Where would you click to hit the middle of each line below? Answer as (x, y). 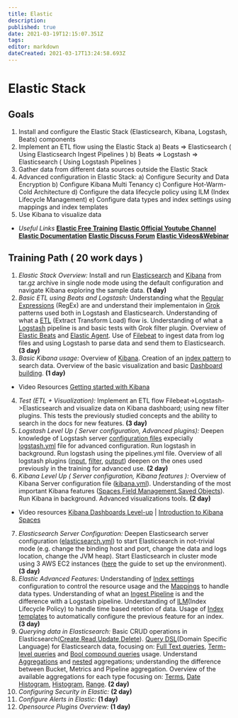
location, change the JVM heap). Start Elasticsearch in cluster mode (118, 556)
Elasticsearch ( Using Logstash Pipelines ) (79, 162)
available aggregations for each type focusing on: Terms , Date (109, 676)
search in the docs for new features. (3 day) (83, 423)
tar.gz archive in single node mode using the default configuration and (121, 282)
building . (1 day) (42, 373)
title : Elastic (30, 14)
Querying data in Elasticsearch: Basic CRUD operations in (103, 631)
